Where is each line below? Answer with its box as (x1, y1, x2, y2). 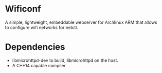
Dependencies (5, 42, 65, 53)
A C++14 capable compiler (12, 62, 66, 68)
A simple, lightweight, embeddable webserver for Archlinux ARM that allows (5, 19, 157, 25)
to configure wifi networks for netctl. (5, 24, 78, 30)
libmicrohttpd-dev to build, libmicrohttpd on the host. (12, 57, 118, 63)
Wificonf (5, 3, 41, 15)
